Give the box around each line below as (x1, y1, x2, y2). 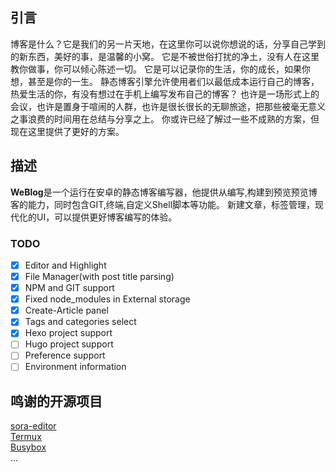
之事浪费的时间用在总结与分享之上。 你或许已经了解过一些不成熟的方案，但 (10, 113, 320, 125)
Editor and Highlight (24, 259, 107, 271)
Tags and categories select (24, 316, 137, 328)
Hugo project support (24, 338, 114, 350)
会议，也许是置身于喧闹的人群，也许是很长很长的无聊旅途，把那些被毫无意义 (10, 100, 326, 112)
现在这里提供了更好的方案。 (10, 125, 125, 137)
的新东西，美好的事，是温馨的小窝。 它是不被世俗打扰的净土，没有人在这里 (10, 50, 320, 62)
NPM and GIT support (24, 282, 115, 294)
